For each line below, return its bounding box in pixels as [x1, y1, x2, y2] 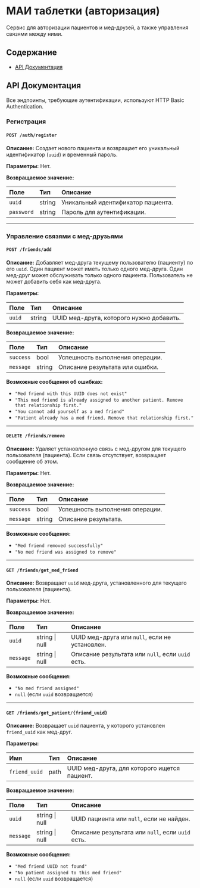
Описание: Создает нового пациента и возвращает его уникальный [6, 144, 180, 151]
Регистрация [6, 117, 46, 126]
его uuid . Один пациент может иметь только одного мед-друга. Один [6, 265, 183, 272]
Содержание [6, 48, 58, 58]
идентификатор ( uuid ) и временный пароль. [6, 151, 118, 158]
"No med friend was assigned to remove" [14, 549, 117, 555]
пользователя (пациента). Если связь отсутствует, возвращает [6, 452, 167, 459]
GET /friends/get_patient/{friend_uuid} [6, 710, 108, 716]
